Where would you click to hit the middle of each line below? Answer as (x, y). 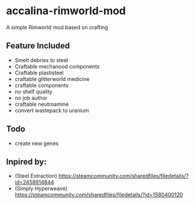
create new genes (37, 143)
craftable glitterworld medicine (52, 79)
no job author (31, 98)
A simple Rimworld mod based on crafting (57, 27)
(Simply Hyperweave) (41, 189)
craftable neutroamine (42, 104)
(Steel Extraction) (36, 176)
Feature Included (38, 46)
